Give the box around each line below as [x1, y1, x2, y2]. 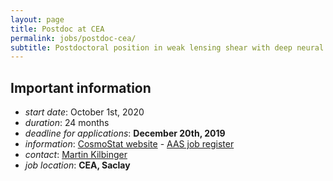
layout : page [10, 14, 65, 25]
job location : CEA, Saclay [24, 159, 131, 171]
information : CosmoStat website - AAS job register [24, 138, 235, 150]
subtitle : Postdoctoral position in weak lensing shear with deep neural [10, 42, 325, 53]
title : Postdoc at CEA [10, 24, 105, 34]
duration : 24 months [24, 117, 110, 129]
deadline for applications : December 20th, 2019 [24, 127, 226, 140]
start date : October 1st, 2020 [24, 106, 145, 118]
